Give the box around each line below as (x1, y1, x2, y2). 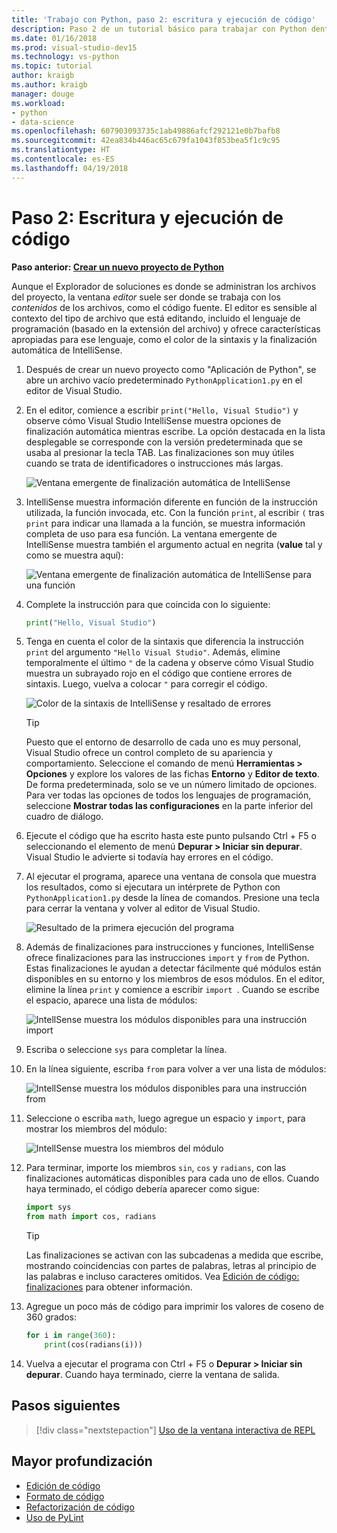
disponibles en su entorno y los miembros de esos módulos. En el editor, (25, 973, 326, 985)
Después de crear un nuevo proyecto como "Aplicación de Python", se (25, 363, 317, 375)
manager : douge (11, 89, 75, 99)
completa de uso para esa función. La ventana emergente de (25, 527, 278, 540)
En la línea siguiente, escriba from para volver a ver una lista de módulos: (25, 1063, 327, 1075)
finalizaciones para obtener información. (25, 1281, 193, 1293)
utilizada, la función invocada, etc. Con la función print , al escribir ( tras (25, 506, 325, 518)
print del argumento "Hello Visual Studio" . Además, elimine (25, 646, 281, 658)
